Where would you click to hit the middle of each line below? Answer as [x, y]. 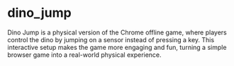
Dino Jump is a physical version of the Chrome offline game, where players [117, 32]
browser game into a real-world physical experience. [84, 55]
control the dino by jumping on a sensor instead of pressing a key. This [111, 39]
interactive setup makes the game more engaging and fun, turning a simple [117, 47]
